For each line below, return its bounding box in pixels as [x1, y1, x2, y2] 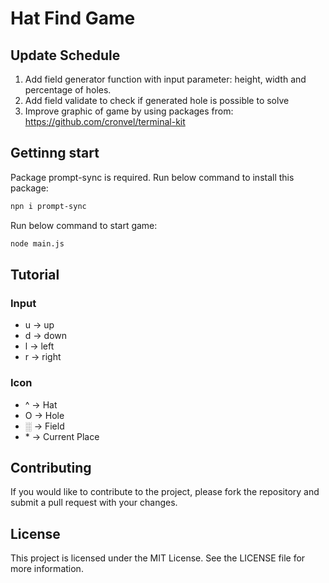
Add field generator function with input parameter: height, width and [24, 73, 307, 85]
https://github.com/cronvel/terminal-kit [24, 116, 186, 127]
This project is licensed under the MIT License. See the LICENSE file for [10, 552, 306, 564]
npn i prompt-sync [10, 201, 87, 211]
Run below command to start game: [10, 219, 158, 231]
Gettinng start [10, 145, 100, 162]
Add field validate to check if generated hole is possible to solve [24, 95, 290, 106]
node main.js [10, 238, 65, 249]
